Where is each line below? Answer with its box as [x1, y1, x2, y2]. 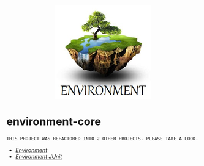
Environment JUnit [15, 153, 62, 160]
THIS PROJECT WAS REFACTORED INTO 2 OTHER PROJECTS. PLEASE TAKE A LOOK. [6, 135, 199, 142]
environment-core [6, 115, 101, 129]
